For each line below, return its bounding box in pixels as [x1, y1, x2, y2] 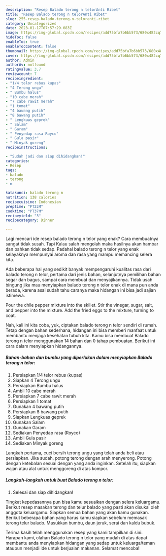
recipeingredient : [5, 76, 43, 81]
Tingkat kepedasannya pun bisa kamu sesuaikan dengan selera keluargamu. [5, 499, 161, 505]
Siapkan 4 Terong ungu [12, 377, 61, 383]
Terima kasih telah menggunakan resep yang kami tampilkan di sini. [5, 529, 143, 536]
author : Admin [5, 58, 35, 63]
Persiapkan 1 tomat [12, 398, 52, 404]
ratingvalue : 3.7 [5, 67, 41, 72]
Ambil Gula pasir [12, 435, 46, 441]
